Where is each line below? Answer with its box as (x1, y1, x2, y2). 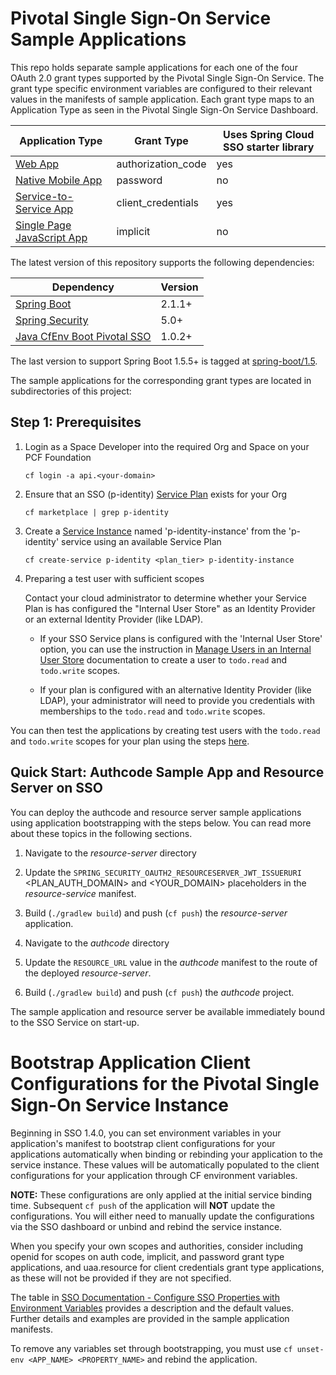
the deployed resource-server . (24, 967, 152, 979)
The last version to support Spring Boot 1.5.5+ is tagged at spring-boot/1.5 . (10, 355, 318, 367)
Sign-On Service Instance (10, 1093, 230, 1116)
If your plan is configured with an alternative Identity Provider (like (39, 683, 312, 696)
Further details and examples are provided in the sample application (10, 1312, 290, 1324)
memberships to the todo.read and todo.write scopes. (39, 705, 266, 717)
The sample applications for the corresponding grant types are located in (10, 374, 312, 386)
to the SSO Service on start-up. (10, 1016, 140, 1028)
